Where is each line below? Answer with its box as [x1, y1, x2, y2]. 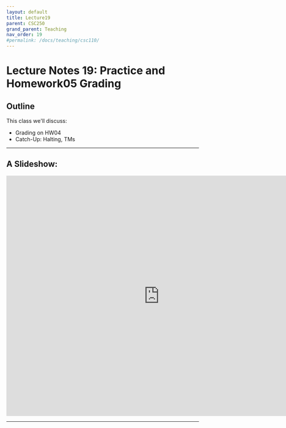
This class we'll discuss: [6, 117, 67, 124]
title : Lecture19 [6, 15, 51, 21]
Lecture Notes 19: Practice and [6, 64, 166, 78]
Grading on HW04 [15, 129, 61, 136]
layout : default [6, 9, 48, 15]
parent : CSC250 [6, 20, 45, 26]
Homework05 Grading [6, 77, 122, 90]
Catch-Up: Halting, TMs [15, 136, 75, 142]
